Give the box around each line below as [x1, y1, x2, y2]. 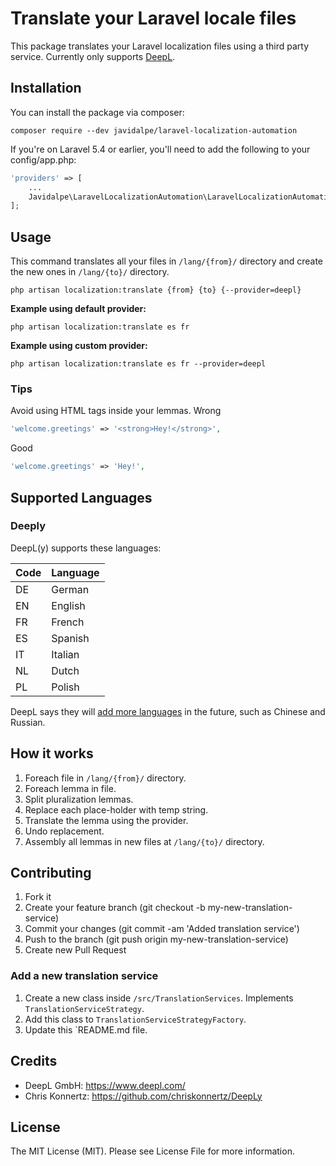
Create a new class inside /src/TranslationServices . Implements [24, 992, 294, 1004]
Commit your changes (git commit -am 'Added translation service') [24, 923, 300, 935]
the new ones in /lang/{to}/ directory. [10, 266, 170, 278]
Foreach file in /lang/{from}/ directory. [24, 772, 187, 784]
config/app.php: [10, 153, 77, 166]
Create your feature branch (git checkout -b [24, 902, 206, 914]
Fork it [24, 891, 52, 903]
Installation [10, 80, 82, 97]
